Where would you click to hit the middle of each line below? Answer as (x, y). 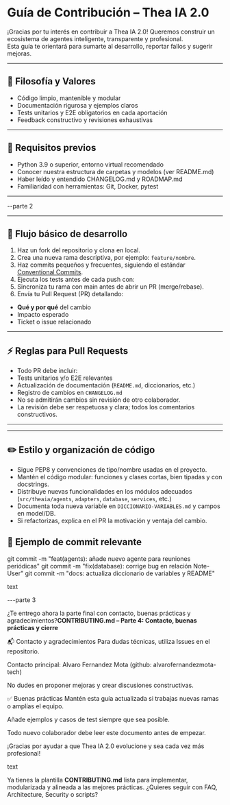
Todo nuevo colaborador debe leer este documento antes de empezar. (107, 732)
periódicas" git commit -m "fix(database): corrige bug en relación (99, 566)
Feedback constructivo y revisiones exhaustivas (85, 120)
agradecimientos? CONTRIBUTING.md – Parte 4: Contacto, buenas (102, 620)
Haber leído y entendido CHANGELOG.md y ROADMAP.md (100, 179)
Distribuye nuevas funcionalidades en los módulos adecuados (105, 491)
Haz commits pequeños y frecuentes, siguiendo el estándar (101, 265)
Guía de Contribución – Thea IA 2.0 (108, 13)
